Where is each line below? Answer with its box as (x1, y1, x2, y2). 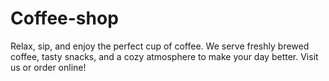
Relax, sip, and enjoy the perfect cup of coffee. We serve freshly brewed (10, 40, 310, 52)
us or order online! (10, 61, 87, 73)
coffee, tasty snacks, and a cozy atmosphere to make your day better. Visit (10, 50, 319, 62)
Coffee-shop (10, 7, 119, 30)
